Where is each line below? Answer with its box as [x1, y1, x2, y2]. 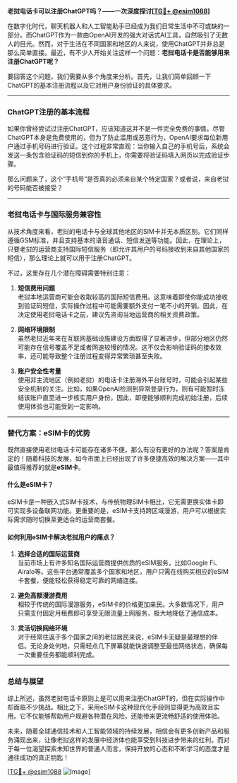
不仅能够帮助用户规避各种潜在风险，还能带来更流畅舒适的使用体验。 [25, 712, 224, 720]
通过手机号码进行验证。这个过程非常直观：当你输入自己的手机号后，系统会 [13, 142, 230, 151]
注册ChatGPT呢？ [7, 57, 60, 66]
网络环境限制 [17, 325, 55, 334]
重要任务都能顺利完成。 [30, 650, 99, 659]
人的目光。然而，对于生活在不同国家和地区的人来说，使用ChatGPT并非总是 [7, 40, 226, 48]
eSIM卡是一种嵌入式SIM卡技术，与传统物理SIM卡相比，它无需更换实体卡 [7, 498, 218, 506]
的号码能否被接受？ [7, 184, 63, 192]
